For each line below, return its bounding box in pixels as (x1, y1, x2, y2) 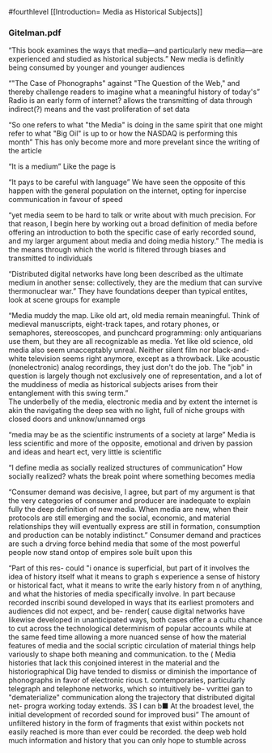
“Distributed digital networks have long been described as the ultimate (8, 269, 244, 279)
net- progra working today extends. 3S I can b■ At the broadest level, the (8, 701, 254, 711)
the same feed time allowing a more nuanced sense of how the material (8, 632, 247, 642)
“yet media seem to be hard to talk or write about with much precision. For (8, 210, 257, 220)
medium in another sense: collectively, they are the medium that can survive (8, 278, 263, 287)
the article (8, 146, 42, 156)
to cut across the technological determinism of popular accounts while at (8, 624, 253, 634)
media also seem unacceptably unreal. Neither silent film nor (8, 345, 211, 355)
